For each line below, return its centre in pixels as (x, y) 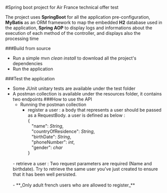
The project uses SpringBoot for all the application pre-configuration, (78, 17)
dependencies (28, 63)
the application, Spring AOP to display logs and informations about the (79, 28)
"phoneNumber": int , (53, 142)
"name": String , (48, 126)
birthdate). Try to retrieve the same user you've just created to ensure (85, 169)
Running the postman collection (53, 105)
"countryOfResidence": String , (63, 131)
